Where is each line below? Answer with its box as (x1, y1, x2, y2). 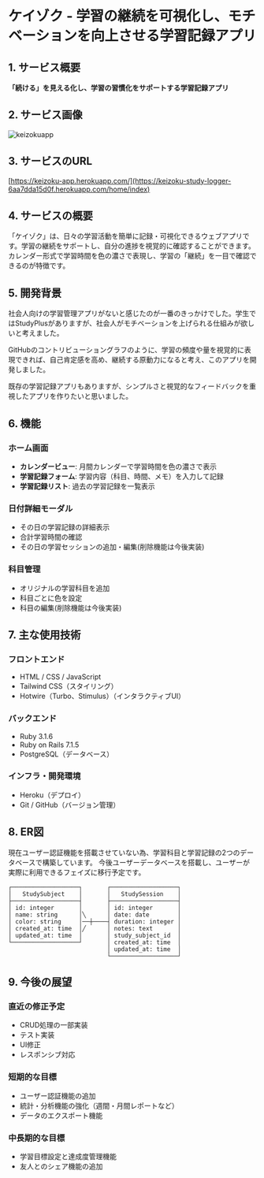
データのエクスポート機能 (19, 1110, 103, 1120)
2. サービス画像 (8, 108, 83, 122)
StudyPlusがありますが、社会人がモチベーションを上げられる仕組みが (14, 318, 241, 328)
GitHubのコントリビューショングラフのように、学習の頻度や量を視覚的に (8, 345, 244, 355)
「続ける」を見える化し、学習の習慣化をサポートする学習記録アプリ (8, 84, 229, 92)
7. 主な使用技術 (8, 628, 81, 641)
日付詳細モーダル (8, 503, 73, 514)
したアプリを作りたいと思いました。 (14, 392, 132, 401)
